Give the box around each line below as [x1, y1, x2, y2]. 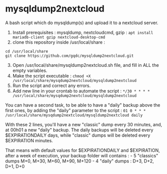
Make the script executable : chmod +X [12, 72, 91, 78]
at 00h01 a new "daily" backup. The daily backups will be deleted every [5, 127, 153, 133]
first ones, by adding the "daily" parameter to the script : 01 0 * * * [5, 107, 146, 113]
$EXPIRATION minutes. [5, 137, 53, 143]
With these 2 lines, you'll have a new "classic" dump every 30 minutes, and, [5, 121, 162, 127]
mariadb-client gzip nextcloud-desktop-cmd [12, 35, 106, 40]
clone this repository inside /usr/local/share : [12, 39, 106, 45]
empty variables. [12, 67, 48, 73]
